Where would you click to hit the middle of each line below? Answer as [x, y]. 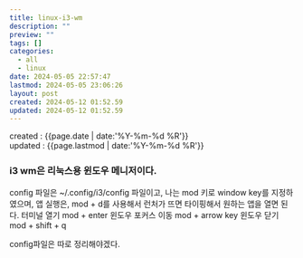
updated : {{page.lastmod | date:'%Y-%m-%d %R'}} [107, 146]
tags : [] [26, 43]
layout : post [34, 93]
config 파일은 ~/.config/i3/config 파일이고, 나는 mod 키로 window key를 [139, 192]
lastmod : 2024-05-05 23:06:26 [66, 85]
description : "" [40, 26]
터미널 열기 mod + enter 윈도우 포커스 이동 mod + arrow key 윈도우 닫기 [150, 215]
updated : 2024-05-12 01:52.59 [66, 110]
